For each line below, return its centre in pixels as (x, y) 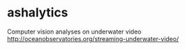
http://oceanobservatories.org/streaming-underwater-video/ (93, 38)
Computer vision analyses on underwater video (74, 32)
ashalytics (38, 13)
